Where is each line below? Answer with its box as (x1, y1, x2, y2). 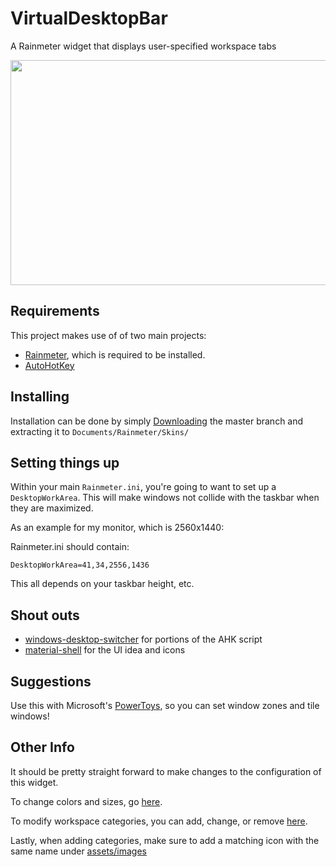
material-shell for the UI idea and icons (24, 644, 186, 656)
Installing (10, 388, 70, 406)
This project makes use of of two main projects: (10, 329, 207, 341)
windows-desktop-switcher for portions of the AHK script (24, 633, 263, 646)
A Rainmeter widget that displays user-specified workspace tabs (10, 40, 277, 52)
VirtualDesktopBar (10, 7, 168, 30)
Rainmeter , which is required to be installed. (24, 348, 206, 361)
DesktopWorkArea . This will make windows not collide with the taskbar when (10, 492, 320, 504)
